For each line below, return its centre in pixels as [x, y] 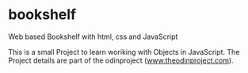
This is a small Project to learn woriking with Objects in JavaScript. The [124, 52]
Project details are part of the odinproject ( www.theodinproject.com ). [121, 60]
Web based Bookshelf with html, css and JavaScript [93, 36]
